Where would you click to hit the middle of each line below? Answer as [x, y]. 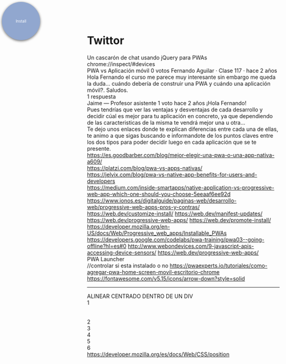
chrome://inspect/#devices [121, 64]
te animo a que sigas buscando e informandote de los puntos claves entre [180, 135]
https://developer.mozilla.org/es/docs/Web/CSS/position [158, 354]
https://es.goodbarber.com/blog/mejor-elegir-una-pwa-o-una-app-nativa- [181, 155]
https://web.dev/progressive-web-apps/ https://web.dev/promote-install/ [179, 220]
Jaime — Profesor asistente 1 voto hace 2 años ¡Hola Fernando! [167, 103]
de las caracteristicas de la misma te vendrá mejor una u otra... [166, 122]
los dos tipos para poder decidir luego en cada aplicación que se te [172, 142]
